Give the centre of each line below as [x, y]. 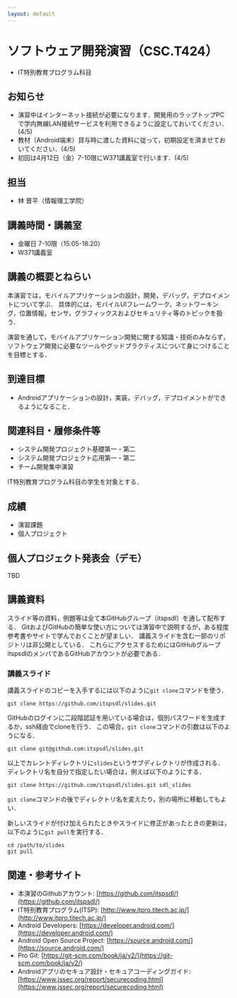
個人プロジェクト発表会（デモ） [77, 558]
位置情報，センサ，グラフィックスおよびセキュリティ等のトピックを [118, 313]
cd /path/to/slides [36, 846]
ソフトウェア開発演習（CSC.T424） [113, 51]
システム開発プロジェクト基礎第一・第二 [76, 449]
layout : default [31, 14]
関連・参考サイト [45, 875]
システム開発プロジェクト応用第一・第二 [76, 458]
